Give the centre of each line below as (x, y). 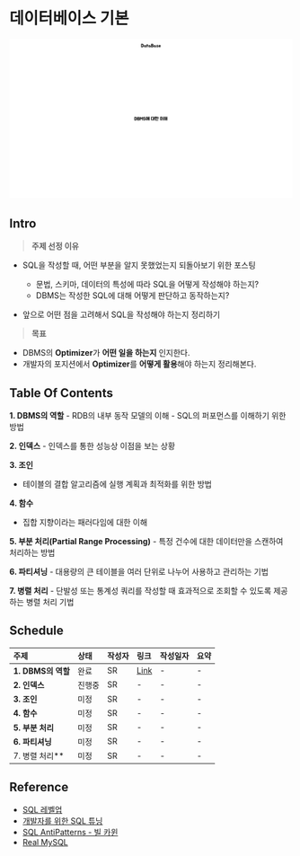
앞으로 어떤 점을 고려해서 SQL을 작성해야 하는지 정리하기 (121, 314)
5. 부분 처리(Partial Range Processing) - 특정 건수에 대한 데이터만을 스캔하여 (146, 542)
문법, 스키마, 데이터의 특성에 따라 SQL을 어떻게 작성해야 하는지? (147, 285)
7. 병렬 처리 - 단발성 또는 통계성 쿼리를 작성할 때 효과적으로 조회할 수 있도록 (141, 591)
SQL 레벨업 (42, 810)
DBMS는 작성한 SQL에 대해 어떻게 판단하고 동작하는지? (132, 296)
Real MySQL (45, 843)
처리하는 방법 (32, 552)
